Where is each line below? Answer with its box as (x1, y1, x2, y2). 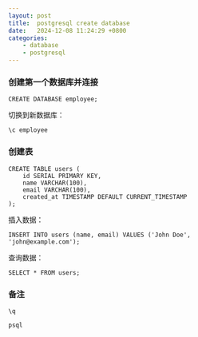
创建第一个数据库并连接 (8, 77, 98, 88)
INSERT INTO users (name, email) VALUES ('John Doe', (8, 231, 192, 239)
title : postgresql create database (8, 19, 130, 27)
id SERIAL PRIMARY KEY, (22, 172, 102, 180)
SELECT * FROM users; (8, 268, 81, 276)
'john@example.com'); (8, 237, 81, 246)
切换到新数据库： (8, 110, 65, 120)
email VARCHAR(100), (22, 185, 91, 194)
